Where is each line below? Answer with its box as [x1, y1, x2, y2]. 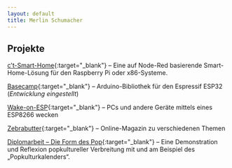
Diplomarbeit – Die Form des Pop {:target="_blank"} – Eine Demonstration [7, 138, 219, 146]
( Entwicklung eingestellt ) [7, 90, 79, 98]
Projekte [7, 43, 45, 55]
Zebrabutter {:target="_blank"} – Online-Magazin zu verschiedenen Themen [7, 124, 226, 133]
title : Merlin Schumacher [7, 17, 83, 24]
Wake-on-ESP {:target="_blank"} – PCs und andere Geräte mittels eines [7, 103, 212, 112]
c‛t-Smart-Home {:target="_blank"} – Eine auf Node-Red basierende [7, 61, 203, 70]
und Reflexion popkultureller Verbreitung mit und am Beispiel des [7, 145, 195, 154]
